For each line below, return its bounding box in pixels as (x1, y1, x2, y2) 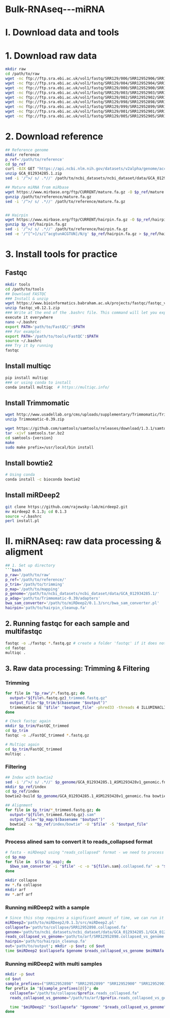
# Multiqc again (5, 742, 39, 747)
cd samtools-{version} (5, 435, 53, 440)
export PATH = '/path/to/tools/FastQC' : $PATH (5, 334, 99, 339)
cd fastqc (5, 645, 26, 650)
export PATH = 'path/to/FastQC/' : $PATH (5, 324, 85, 330)
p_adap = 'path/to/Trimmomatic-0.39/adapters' (5, 596, 101, 601)
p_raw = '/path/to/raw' (5, 572, 51, 578)
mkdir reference (5, 152, 39, 157)
